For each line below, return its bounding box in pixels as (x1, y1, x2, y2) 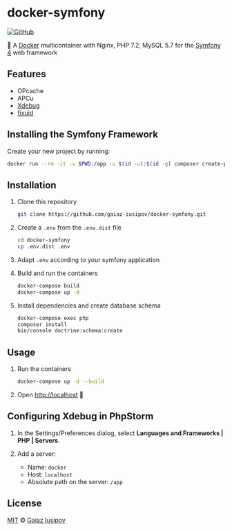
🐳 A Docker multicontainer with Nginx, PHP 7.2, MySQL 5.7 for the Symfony (7, 41, 221, 49)
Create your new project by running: (7, 147, 110, 155)
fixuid (17, 108, 34, 117)
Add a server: (17, 450, 57, 458)
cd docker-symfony (17, 237, 70, 244)
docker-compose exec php (17, 314, 89, 321)
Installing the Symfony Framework (7, 129, 159, 141)
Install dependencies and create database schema (17, 301, 161, 310)
